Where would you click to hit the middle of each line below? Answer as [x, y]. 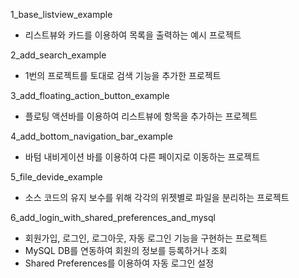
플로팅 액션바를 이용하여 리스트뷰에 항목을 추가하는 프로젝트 [141, 116]
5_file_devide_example [56, 177]
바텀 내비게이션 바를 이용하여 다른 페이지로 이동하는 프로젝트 [142, 157]
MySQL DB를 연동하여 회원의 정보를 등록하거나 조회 [126, 250]
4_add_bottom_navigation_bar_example [91, 136]
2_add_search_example [58, 55]
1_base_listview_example [61, 14]
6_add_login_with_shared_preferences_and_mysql [113, 217]
